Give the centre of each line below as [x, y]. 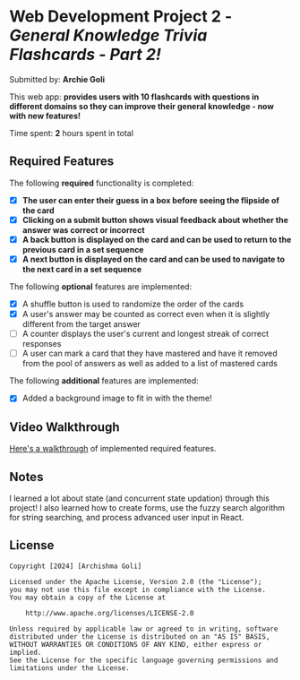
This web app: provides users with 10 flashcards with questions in [134, 97]
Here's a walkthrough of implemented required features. [113, 449]
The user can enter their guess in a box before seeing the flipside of [151, 200]
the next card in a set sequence [82, 269]
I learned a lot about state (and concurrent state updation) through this [140, 498]
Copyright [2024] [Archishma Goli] [76, 566]
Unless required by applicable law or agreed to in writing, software [144, 629]
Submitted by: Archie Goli [57, 79]
